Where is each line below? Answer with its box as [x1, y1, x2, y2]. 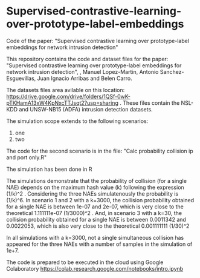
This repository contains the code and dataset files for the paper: [6, 55, 169, 62]
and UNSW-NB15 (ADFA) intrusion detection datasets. [19, 105, 153, 113]
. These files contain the [120, 99, 180, 107]
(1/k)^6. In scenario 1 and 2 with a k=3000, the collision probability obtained [6, 196, 195, 204]
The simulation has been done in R [6, 165, 92, 173]
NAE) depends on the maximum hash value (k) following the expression [6, 184, 184, 191]
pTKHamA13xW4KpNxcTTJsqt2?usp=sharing [6, 99, 119, 107]
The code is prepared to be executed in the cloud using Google [6, 259, 164, 266]
